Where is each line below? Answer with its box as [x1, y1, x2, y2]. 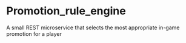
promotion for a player [6, 30, 62, 37]
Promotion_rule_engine [6, 4, 126, 18]
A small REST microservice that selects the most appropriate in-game [6, 24, 180, 31]
